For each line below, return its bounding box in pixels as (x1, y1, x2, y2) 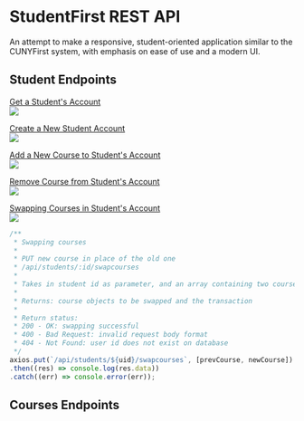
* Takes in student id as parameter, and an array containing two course (13, 280, 298, 289)
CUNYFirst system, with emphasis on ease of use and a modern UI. (9, 45, 261, 56)
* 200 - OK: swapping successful (13, 321, 140, 331)
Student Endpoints (9, 72, 118, 88)
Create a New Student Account (9, 122, 126, 133)
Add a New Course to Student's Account (9, 149, 161, 160)
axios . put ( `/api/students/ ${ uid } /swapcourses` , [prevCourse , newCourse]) (9, 355, 294, 364)
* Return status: (13, 313, 79, 322)
